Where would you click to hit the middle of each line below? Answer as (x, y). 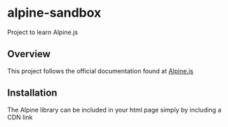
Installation (32, 93)
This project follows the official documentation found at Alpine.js (101, 70)
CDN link (20, 117)
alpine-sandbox (54, 13)
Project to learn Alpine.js (43, 32)
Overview (29, 54)
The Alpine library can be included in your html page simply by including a (114, 110)
